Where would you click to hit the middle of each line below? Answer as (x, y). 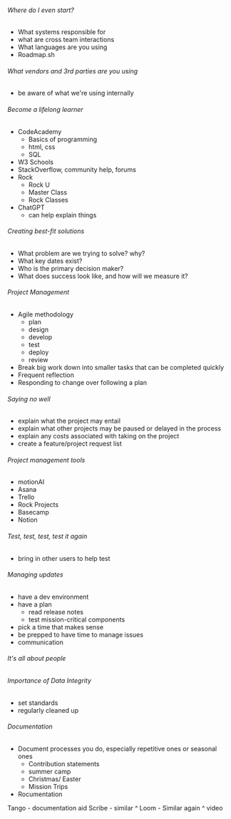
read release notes (56, 612)
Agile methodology (45, 314)
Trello (26, 497)
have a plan (35, 604)
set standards (38, 703)
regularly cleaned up (48, 710)
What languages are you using (62, 47)
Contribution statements (64, 763)
